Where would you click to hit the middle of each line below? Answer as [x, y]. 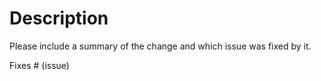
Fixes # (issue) [39, 65]
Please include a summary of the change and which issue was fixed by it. [160, 46]
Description [59, 18]
